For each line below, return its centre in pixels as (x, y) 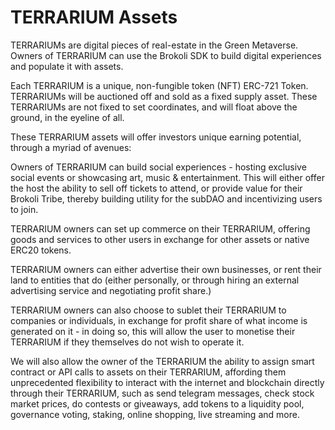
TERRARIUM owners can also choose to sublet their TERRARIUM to (148, 310)
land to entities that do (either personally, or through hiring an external (155, 280)
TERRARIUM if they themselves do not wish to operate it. (127, 342)
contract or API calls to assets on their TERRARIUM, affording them (148, 372)
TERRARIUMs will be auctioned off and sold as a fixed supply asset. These (164, 96)
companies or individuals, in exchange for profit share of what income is (159, 320)
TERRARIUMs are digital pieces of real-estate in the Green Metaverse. (154, 45)
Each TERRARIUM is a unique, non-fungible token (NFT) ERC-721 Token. (159, 85)
